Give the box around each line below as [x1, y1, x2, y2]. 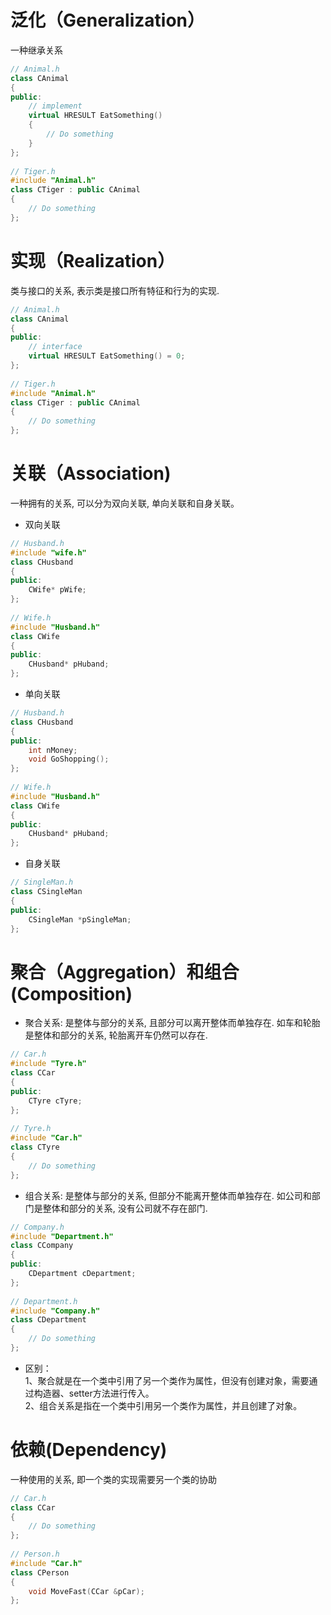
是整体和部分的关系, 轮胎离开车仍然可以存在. [24, 1029, 208, 1041]
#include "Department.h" [10, 1231, 114, 1241]
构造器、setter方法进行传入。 [33, 1387, 155, 1399]
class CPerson [10, 1567, 70, 1578]
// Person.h [10, 1549, 60, 1560]
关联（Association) [10, 462, 172, 485]
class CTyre [10, 1142, 60, 1153]
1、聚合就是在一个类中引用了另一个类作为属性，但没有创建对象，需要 [24, 1374, 310, 1386]
